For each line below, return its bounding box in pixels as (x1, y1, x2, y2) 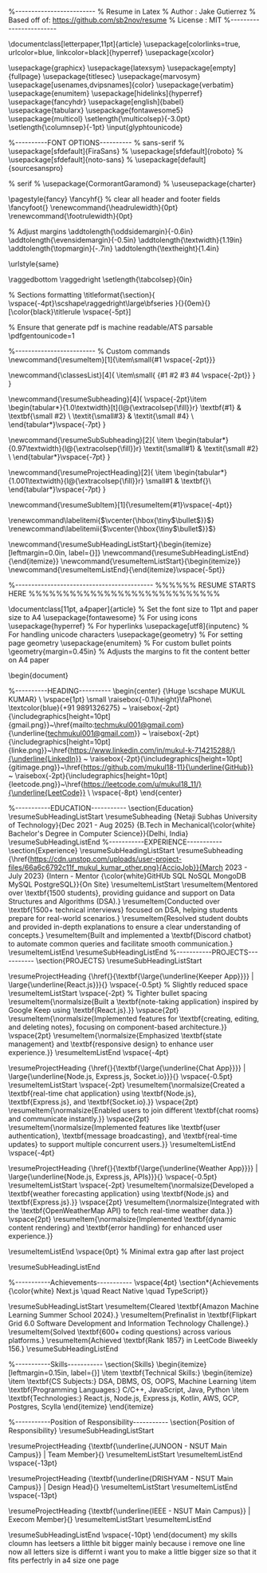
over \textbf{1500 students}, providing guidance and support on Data (8, 888, 235, 897)
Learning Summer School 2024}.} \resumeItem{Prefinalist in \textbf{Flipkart (8, 1310, 257, 1319)
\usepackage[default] (135, 155, 206, 164)
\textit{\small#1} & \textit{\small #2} (143, 444, 259, 453)
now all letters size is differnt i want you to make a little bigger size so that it (8, 1547, 257, 1556)
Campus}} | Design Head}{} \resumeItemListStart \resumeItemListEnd (8, 1482, 238, 1492)
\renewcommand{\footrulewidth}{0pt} (8, 211, 133, 220)
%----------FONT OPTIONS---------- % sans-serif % (8, 138, 185, 147)
